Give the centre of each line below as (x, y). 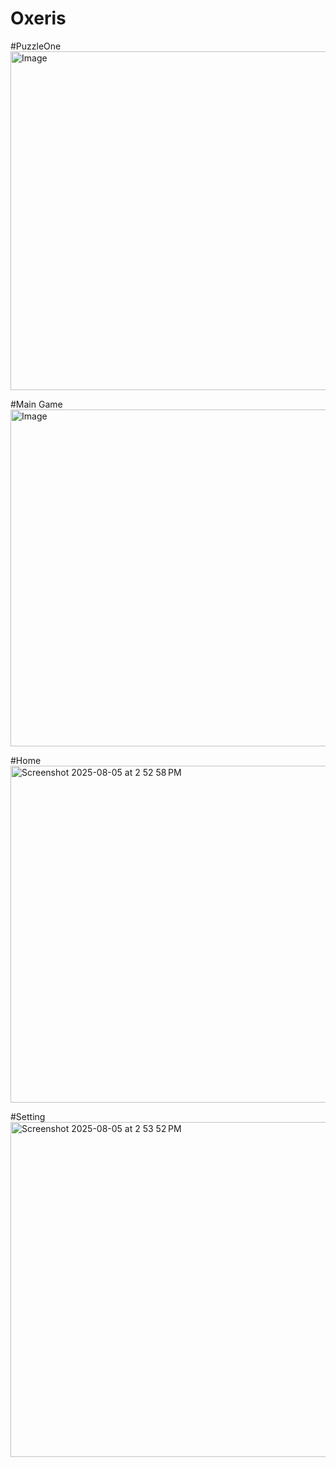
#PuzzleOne (36, 46)
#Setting (28, 1116)
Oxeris (38, 18)
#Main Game (36, 404)
